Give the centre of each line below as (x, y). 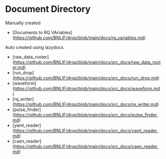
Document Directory (48, 9)
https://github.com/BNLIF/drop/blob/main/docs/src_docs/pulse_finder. (86, 114)
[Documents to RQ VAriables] (42, 32)
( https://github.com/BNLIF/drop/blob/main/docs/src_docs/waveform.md (86, 88)
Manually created (23, 23)
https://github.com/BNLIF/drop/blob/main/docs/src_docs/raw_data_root (87, 62)
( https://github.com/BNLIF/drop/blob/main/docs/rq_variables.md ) (79, 38)
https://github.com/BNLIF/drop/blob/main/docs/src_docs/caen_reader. (86, 146)
